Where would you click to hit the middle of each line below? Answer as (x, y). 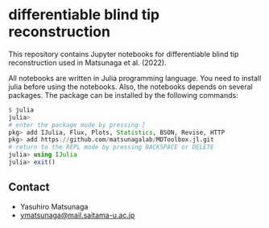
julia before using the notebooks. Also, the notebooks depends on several (130, 87)
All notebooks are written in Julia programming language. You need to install (135, 78)
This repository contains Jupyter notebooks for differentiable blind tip (124, 54)
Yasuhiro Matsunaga (54, 206)
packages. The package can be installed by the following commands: (124, 95)
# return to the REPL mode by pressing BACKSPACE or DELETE (112, 147)
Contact (29, 187)
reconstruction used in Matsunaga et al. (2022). (87, 63)
